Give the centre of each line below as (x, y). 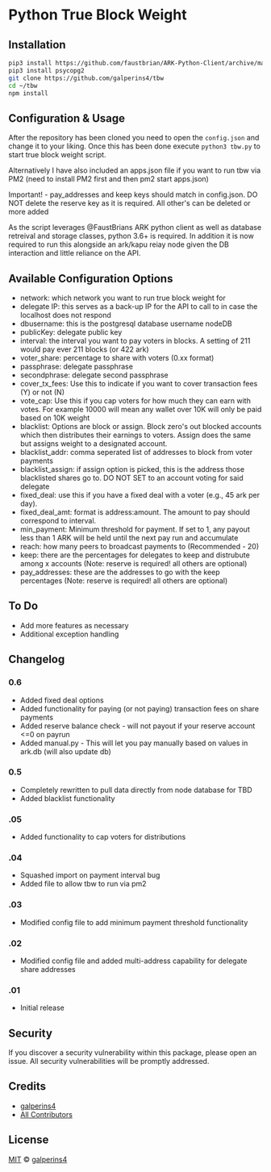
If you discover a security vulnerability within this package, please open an (132, 1053)
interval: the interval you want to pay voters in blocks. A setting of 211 (135, 341)
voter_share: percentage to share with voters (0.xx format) (117, 358)
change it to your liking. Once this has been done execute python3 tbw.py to (134, 146)
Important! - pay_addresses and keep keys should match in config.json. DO (133, 194)
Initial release (42, 1008)
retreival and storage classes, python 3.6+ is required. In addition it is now (131, 236)
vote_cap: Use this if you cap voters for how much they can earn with (135, 400)
